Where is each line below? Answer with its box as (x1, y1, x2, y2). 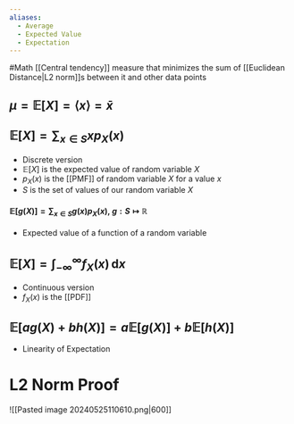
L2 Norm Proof (9, 375, 120, 395)
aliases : (9, 12, 42, 22)
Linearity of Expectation (21, 344, 111, 354)
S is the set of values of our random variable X (21, 185, 194, 195)
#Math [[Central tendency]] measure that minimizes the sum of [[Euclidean (9, 62, 286, 73)
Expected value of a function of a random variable (21, 228, 207, 238)
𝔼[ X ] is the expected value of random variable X (21, 163, 200, 174)
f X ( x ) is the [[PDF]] (21, 292, 92, 304)
